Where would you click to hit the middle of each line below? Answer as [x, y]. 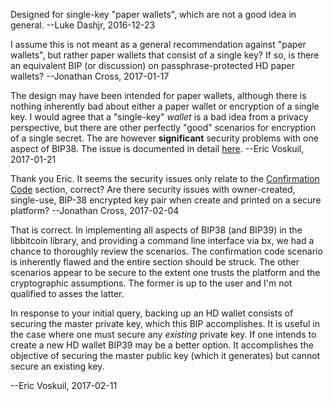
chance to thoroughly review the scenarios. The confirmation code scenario [166, 251]
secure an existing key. [57, 366]
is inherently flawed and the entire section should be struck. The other [155, 262]
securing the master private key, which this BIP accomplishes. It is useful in [165, 323]
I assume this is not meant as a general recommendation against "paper [158, 44]
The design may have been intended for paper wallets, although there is [158, 95]
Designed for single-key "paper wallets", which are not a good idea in [153, 14]
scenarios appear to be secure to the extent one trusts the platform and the [165, 272]
